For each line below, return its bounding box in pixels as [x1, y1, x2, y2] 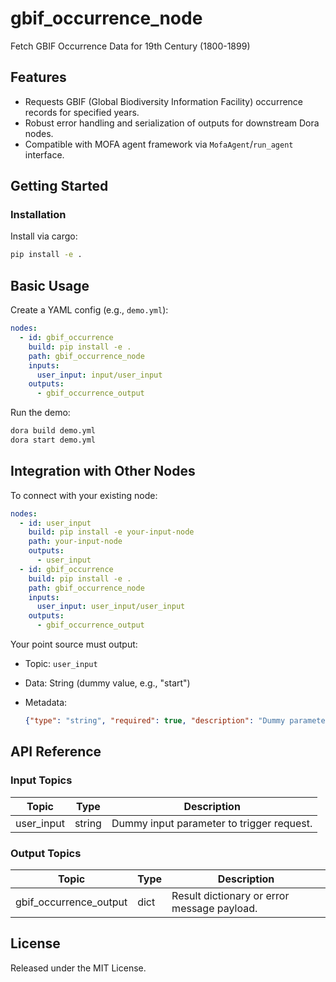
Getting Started [10, 178, 109, 195]
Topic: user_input [24, 658, 98, 670]
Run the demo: [10, 407, 71, 419]
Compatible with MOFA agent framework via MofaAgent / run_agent [24, 138, 294, 150]
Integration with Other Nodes [10, 463, 196, 480]
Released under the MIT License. [10, 962, 147, 974]
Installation [10, 208, 67, 222]
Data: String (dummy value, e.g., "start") [24, 677, 191, 689]
